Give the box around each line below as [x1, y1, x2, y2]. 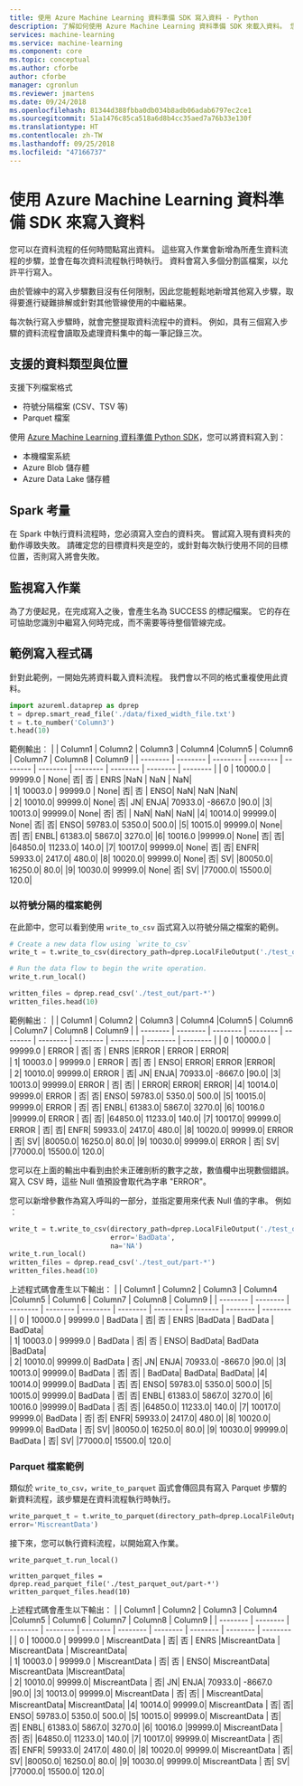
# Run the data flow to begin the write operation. [9, 964, 207, 973]
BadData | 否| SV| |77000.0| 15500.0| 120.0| [9, 1435, 171, 1447]
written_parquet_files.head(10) [9, 1588, 131, 1597]
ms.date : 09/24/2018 [9, 97, 87, 107]
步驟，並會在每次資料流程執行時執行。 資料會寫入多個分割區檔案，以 [24, 255, 280, 266]
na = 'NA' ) [109, 1241, 143, 1251]
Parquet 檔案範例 [9, 1460, 84, 1473]
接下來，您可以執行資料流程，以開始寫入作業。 [9, 1538, 183, 1549]
